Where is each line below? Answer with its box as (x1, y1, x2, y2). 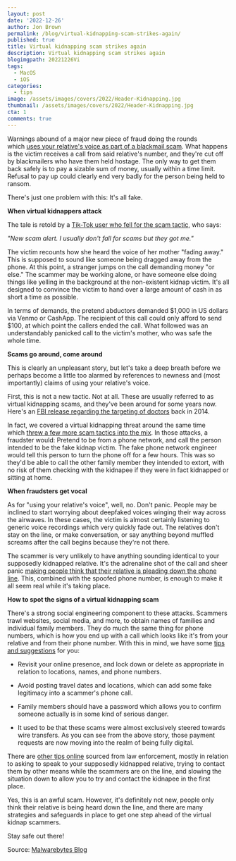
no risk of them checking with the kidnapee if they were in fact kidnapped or (7, 466, 229, 474)
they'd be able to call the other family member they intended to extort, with (7, 458, 225, 466)
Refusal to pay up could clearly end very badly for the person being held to (7, 172, 225, 180)
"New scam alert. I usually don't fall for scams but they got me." (7, 234, 194, 242)
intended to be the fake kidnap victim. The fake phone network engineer (7, 443, 217, 452)
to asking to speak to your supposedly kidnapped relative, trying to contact (7, 759, 225, 768)
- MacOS (13, 69, 37, 76)
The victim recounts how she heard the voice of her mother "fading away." (7, 247, 224, 256)
